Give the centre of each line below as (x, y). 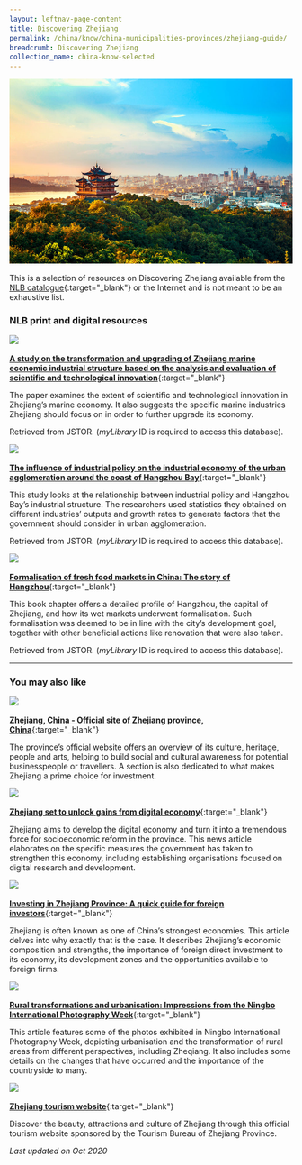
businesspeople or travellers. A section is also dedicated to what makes (142, 767)
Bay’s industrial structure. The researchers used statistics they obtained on (148, 505)
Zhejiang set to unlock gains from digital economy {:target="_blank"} (138, 812)
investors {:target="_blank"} (61, 914)
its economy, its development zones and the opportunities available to (139, 960)
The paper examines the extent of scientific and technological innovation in (149, 396)
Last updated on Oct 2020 (58, 1151)
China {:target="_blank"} (54, 730)
